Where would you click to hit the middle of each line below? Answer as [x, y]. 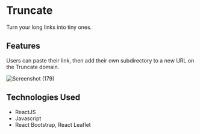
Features [23, 46]
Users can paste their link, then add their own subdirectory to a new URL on [100, 60]
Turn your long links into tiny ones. [49, 27]
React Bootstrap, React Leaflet [53, 124]
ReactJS [25, 112]
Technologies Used [43, 98]
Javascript [28, 118]
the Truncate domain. [33, 67]
